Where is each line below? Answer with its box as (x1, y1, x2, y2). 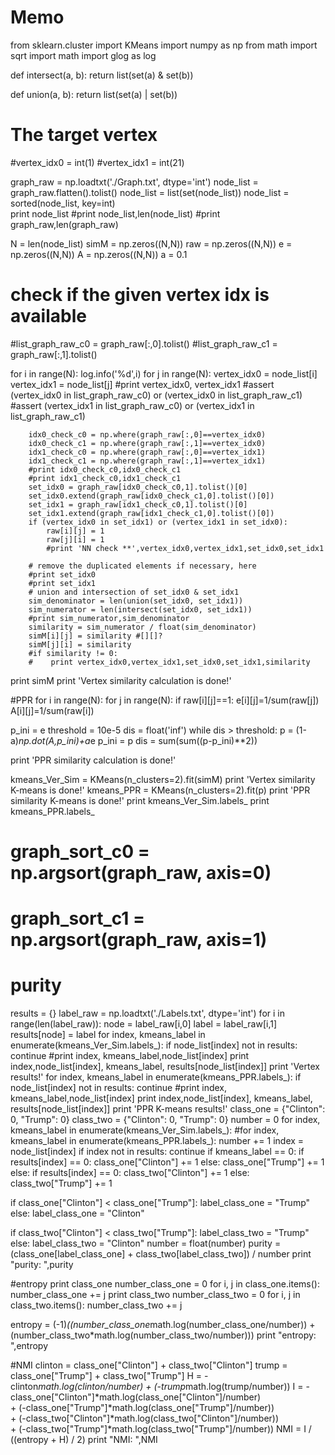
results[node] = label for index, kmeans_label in (10, 1029, 206, 1041)
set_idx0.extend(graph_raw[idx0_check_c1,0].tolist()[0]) (28, 491, 275, 501)
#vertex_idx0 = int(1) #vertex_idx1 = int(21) (10, 156, 185, 168)
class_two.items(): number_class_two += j (10, 1299, 183, 1311)
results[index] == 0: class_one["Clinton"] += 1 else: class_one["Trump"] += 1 (10, 1156, 325, 1168)
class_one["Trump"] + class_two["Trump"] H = (10, 1370, 203, 1382)
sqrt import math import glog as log (10, 49, 157, 61)
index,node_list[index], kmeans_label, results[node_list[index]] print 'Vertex (10, 1061, 320, 1073)
